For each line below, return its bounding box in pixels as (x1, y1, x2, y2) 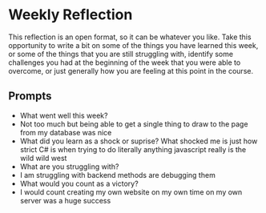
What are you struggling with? (19, 162, 119, 171)
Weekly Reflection (8, 6, 133, 24)
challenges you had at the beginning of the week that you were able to (8, 58, 241, 67)
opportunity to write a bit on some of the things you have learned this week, (8, 40, 259, 50)
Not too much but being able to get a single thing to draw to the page (19, 119, 248, 129)
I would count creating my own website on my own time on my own (19, 187, 243, 197)
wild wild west (19, 153, 67, 163)
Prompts (8, 90, 52, 103)
